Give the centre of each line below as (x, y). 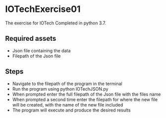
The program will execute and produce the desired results (71, 110)
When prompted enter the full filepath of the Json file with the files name (86, 94)
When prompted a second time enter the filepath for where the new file (85, 99)
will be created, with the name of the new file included (68, 105)
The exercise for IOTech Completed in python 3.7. (56, 23)
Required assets (31, 39)
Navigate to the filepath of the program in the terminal (67, 84)
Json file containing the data (41, 50)
